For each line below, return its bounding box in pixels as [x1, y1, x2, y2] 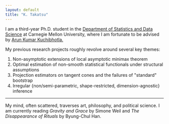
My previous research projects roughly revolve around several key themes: [5, 46, 160, 52]
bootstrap [12, 77, 33, 83]
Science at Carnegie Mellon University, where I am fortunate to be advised [5, 31, 159, 37]
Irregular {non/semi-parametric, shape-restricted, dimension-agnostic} [12, 82, 160, 88]
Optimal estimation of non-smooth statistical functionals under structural [12, 61, 163, 67]
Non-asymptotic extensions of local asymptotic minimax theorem [12, 56, 148, 62]
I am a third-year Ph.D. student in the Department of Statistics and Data [5, 26, 153, 32]
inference [12, 88, 33, 94]
